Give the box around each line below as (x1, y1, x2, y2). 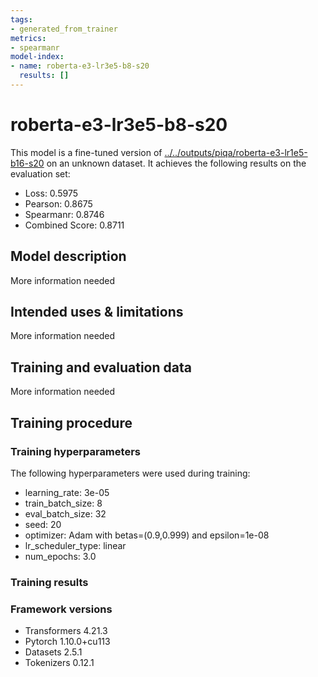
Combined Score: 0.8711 (24, 219, 125, 231)
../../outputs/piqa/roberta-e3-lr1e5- (164, 146, 308, 158)
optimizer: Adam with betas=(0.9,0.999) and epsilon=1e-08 (24, 529, 270, 541)
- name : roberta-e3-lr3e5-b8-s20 (10, 61, 150, 71)
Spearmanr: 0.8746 (24, 208, 105, 220)
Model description (10, 248, 127, 265)
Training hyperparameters (10, 444, 141, 458)
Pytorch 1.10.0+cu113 (24, 636, 111, 648)
